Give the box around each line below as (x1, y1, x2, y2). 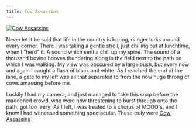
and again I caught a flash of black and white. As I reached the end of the (6, 67, 183, 74)
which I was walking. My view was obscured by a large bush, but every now (6, 61, 189, 68)
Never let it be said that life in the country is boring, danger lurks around (6, 36, 180, 43)
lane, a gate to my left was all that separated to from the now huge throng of (6, 73, 190, 80)
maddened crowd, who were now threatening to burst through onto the (6, 97, 177, 104)
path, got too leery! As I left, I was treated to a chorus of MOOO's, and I (6, 103, 178, 110)
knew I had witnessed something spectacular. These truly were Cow (6, 109, 171, 116)
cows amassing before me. (6, 79, 71, 87)
